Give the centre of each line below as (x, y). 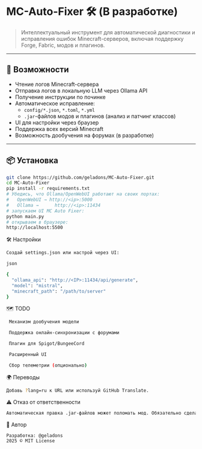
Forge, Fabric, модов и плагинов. (63, 45)
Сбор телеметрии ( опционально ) (48, 365)
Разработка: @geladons (35, 435)
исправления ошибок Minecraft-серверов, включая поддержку (102, 38)
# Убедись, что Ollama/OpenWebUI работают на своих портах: (83, 194)
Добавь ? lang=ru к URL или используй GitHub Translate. (78, 390)
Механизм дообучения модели (44, 322)
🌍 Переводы (23, 377)
